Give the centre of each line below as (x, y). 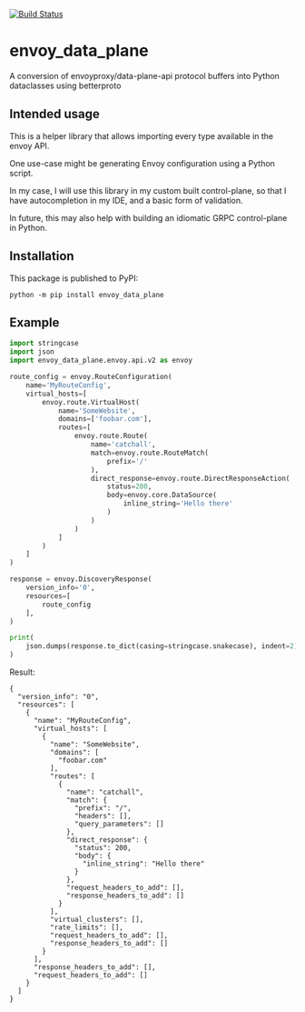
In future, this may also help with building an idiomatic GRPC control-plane (148, 217)
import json (32, 352)
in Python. (29, 227)
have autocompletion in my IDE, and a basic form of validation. (126, 200)
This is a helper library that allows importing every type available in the (142, 135)
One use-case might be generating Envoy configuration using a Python (142, 163)
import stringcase (44, 344)
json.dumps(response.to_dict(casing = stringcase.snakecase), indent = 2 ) (162, 646)
